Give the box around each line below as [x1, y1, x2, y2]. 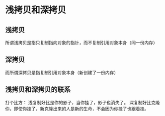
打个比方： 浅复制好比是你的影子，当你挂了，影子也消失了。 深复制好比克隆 [5, 99, 160, 105]
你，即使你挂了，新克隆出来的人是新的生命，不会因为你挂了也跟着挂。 [5, 106, 149, 112]
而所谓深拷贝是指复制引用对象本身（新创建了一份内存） [5, 70, 118, 76]
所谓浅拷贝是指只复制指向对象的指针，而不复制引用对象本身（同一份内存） [5, 40, 158, 45]
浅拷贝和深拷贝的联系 [5, 85, 71, 94]
